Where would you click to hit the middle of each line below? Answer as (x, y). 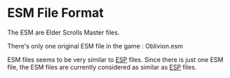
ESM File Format (55, 13)
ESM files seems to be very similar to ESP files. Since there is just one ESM (115, 59)
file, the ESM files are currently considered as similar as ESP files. (102, 67)
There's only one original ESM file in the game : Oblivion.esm (95, 46)
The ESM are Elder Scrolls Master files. (63, 32)
